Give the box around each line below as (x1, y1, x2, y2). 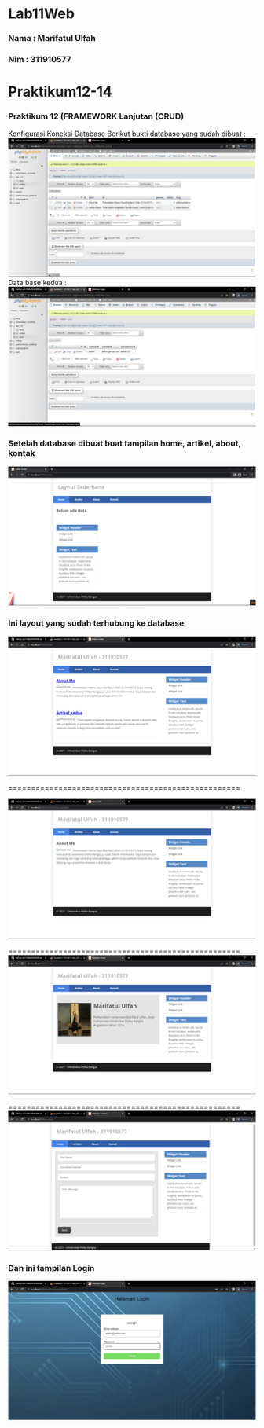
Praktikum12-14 (8, 83, 112, 101)
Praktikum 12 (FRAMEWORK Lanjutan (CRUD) (8, 111, 185, 122)
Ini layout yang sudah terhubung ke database (8, 618, 185, 629)
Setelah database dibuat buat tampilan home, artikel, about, (8, 438, 241, 449)
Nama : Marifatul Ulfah (8, 33, 96, 44)
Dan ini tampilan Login (8, 1262, 95, 1273)
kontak (8, 448, 35, 459)
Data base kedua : (8, 278, 67, 288)
